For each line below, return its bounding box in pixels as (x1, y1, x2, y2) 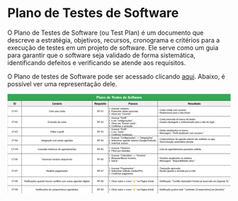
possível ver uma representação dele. (7, 79, 118, 88)
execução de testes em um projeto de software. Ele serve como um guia (7, 43, 219, 52)
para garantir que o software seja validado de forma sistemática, (7, 51, 196, 59)
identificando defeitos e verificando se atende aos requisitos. (7, 58, 186, 67)
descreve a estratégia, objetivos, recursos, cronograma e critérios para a (7, 35, 220, 44)
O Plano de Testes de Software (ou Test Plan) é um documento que (7, 28, 204, 37)
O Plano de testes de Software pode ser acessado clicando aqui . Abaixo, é (7, 72, 225, 81)
